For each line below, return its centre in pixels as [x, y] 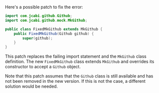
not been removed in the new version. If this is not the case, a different [75, 81]
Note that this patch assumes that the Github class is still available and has [79, 76]
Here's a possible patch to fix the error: [44, 7]
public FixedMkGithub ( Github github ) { [54, 33]
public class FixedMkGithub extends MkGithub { [54, 29]
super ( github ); [38, 38]
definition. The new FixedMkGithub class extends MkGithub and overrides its [80, 62]
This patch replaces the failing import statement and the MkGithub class [76, 56]
